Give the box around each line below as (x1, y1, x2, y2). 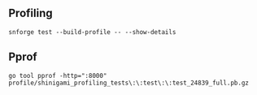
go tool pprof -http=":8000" (8, 71, 107, 80)
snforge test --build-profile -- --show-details (8, 28, 176, 36)
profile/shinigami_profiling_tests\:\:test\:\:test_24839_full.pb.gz (8, 79, 250, 87)
